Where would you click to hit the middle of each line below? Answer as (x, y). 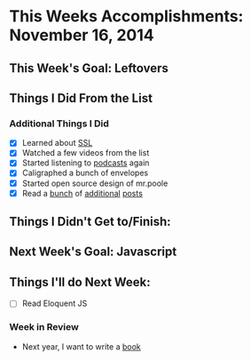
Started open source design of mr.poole (95, 183)
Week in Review (44, 327)
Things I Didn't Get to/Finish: (90, 222)
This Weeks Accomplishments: (126, 16)
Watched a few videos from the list (86, 153)
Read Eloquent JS (55, 303)
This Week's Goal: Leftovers (89, 68)
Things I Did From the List (81, 98)
